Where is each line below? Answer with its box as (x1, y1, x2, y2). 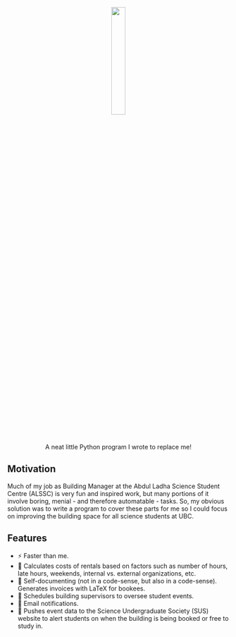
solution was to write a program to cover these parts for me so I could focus (7, 504, 228, 513)
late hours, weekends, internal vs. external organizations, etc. (17, 569, 196, 578)
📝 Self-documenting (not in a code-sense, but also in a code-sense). (17, 576, 217, 585)
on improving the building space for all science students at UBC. (7, 511, 194, 520)
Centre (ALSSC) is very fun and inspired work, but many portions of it (7, 489, 209, 497)
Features (7, 533, 47, 545)
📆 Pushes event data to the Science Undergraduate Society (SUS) (17, 607, 209, 615)
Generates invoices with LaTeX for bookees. (17, 584, 146, 593)
